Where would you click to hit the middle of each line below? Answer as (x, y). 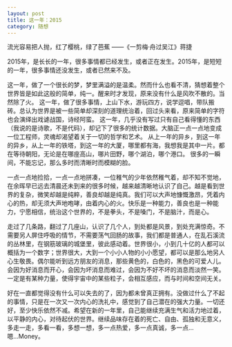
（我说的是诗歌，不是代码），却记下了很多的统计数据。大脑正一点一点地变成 (115, 128)
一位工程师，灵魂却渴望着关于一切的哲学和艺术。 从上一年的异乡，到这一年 (114, 137)
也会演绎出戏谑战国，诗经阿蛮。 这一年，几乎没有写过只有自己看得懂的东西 (114, 120)
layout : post (26, 13)
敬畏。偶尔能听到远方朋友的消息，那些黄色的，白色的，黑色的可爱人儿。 (122, 261)
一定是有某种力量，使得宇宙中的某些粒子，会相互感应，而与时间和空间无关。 (116, 279)
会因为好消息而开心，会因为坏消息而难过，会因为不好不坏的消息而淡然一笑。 (116, 270)
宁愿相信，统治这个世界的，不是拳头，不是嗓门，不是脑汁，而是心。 (116, 212)
